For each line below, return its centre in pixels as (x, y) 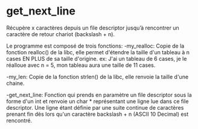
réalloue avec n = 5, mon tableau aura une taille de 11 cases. (81, 65)
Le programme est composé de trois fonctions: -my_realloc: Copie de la (95, 46)
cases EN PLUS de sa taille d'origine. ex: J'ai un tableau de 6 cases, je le (97, 58)
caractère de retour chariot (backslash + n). (61, 34)
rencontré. (19, 120)
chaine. (15, 83)
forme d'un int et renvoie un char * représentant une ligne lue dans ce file (97, 101)
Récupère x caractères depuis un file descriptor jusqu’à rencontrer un (93, 28)
